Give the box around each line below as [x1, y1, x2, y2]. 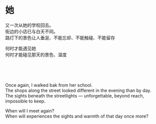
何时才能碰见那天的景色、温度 [5, 51, 67, 58]
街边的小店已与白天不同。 [5, 28, 58, 34]
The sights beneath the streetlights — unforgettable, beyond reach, [5, 92, 144, 98]
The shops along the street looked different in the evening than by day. [5, 87, 151, 93]
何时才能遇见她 [5, 45, 36, 51]
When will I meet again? [5, 107, 54, 113]
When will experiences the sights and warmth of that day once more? [5, 113, 149, 119]
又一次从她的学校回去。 [5, 22, 54, 28]
